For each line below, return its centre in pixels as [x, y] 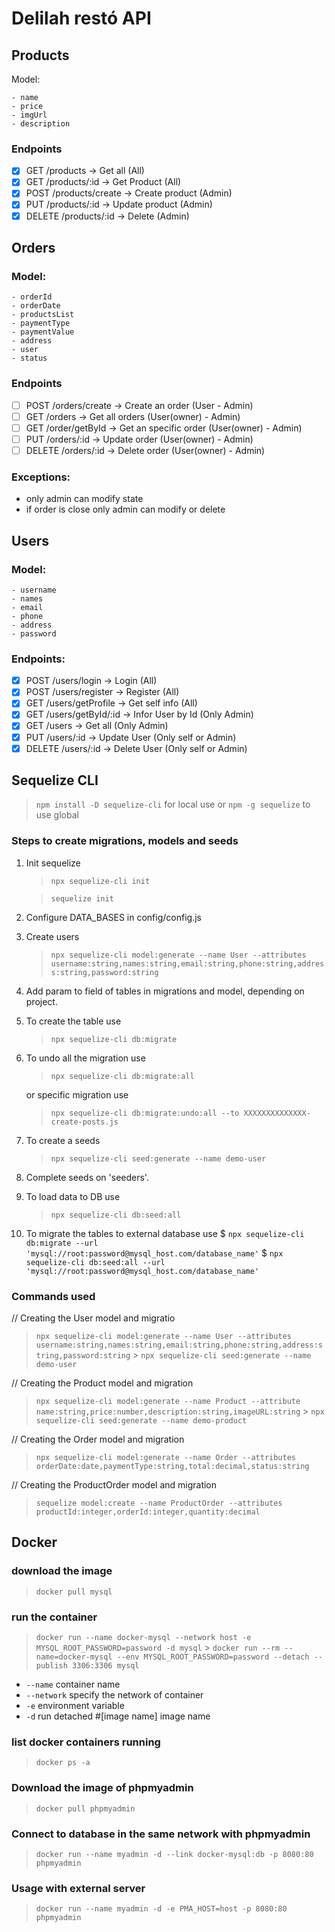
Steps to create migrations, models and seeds [125, 841]
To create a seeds [63, 1140]
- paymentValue [43, 332]
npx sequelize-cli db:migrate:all [122, 1076]
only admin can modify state [84, 499]
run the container [54, 1617]
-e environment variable [75, 1706]
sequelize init [82, 898]
